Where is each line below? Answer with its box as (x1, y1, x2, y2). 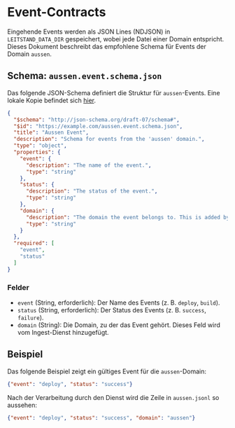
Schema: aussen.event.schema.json (7, 70, 162, 82)
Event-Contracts (7, 4, 106, 20)
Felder (7, 282, 30, 292)
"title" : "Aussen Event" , (13, 129, 90, 137)
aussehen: (7, 401, 37, 409)
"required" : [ (13, 240, 55, 247)
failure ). (17, 313, 44, 322)
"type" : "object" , (13, 142, 68, 149)
